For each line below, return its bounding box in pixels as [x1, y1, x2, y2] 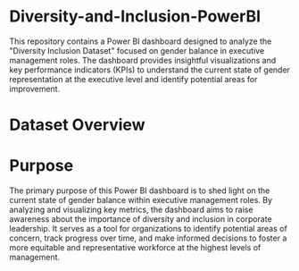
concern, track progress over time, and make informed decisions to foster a [9, 233, 287, 243]
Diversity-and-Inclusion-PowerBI [9, 6, 262, 27]
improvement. [9, 83, 61, 94]
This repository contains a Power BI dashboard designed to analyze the [9, 36, 272, 47]
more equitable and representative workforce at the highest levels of [9, 242, 262, 253]
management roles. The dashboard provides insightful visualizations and [9, 55, 277, 65]
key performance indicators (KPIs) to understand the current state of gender [9, 64, 290, 75]
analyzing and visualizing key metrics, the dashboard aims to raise [9, 204, 253, 216]
